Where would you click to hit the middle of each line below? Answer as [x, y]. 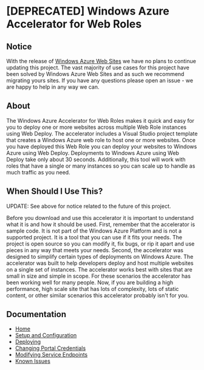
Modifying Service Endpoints [51, 355]
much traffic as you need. [39, 172]
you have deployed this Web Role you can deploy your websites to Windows [102, 146]
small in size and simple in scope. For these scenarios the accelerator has [99, 276]
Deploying [28, 342]
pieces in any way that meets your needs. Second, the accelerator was [95, 250]
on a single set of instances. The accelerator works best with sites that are [100, 269]
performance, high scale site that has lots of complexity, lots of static [93, 289]
